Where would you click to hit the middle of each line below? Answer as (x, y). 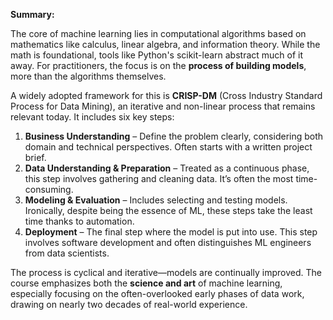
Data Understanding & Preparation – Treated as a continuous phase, (167, 168)
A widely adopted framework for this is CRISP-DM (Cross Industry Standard (166, 95)
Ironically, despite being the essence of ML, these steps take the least (168, 210)
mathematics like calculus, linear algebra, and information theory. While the (165, 44)
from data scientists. (67, 253)
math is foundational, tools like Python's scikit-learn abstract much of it (157, 55)
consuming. (49, 189)
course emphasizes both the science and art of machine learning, (146, 283)
